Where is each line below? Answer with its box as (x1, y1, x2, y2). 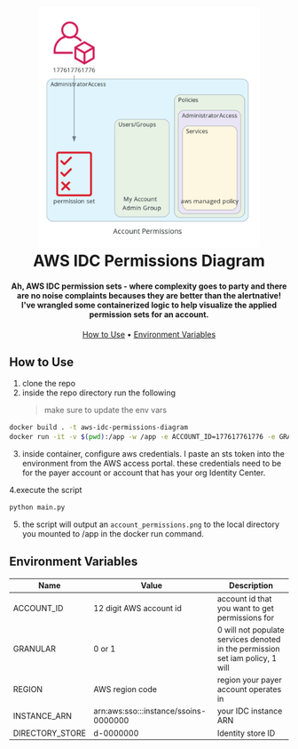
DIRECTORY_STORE (12, 728, 87, 738)
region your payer (216, 674, 282, 685)
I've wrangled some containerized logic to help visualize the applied (20, 299, 278, 310)
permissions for (216, 612, 275, 623)
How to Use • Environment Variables (82, 329, 216, 339)
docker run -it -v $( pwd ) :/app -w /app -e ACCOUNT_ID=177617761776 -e (9, 433, 276, 442)
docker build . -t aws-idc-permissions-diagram (9, 423, 189, 432)
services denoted (216, 633, 281, 644)
